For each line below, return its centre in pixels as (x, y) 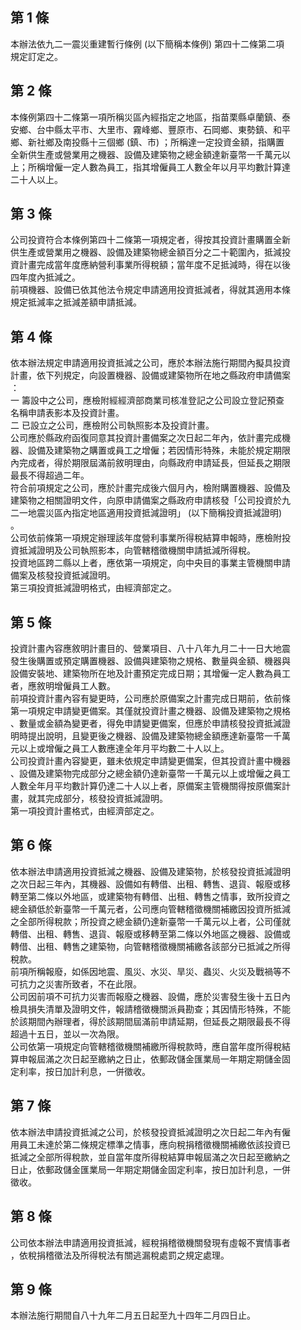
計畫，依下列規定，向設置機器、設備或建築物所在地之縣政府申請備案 (150, 375)
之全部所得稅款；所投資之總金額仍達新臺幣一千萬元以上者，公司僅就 (150, 921)
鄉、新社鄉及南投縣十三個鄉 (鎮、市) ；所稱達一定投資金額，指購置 (147, 142)
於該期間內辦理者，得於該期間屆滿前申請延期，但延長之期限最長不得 (150, 1021)
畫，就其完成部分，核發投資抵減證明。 (89, 799)
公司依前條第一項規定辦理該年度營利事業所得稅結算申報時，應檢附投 (150, 538)
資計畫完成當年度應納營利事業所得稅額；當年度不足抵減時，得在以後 (150, 265)
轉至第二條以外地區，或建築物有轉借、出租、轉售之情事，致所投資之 (150, 896)
